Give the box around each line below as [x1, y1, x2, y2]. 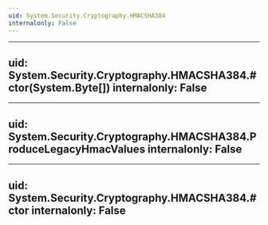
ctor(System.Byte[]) [8, 81, 111, 94]
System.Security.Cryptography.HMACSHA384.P [8, 129, 257, 144]
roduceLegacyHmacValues [8, 142, 146, 156]
